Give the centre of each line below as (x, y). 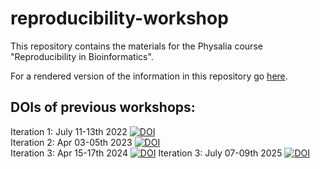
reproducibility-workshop (119, 18)
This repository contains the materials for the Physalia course (136, 46)
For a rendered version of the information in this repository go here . (149, 76)
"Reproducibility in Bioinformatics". (82, 56)
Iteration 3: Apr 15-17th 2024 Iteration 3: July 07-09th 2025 (146, 153)
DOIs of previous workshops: (103, 107)
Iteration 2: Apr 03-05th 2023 (71, 142)
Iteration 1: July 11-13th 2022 (69, 131)
